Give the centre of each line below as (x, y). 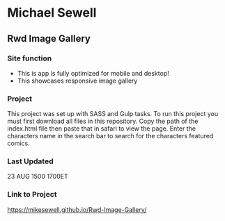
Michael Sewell (52, 13)
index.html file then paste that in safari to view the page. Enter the (102, 129)
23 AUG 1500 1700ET (38, 177)
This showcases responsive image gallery (77, 81)
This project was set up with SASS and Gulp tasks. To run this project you (113, 114)
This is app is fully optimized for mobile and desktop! (93, 73)
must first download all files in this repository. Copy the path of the (103, 121)
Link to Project (32, 195)
